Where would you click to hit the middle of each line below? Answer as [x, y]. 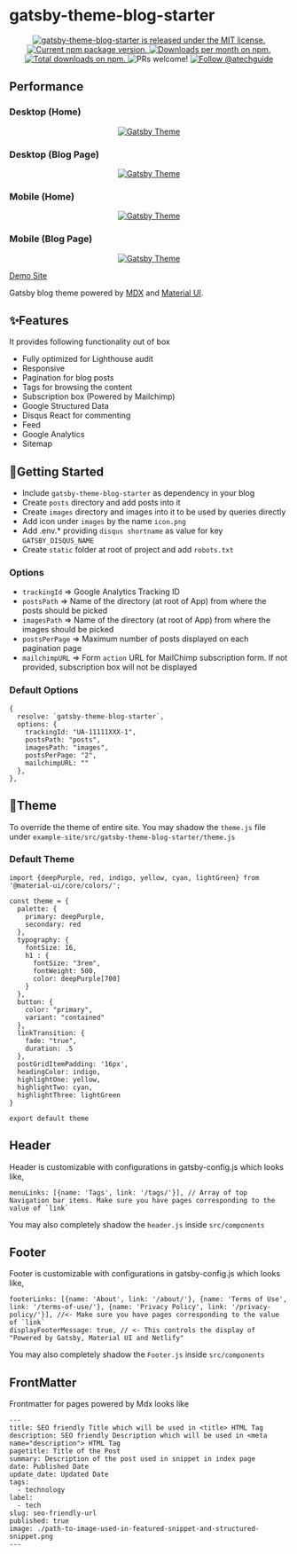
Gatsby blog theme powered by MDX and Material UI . [106, 293]
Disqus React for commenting [76, 416]
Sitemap [37, 443]
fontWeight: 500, [65, 971]
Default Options [44, 690]
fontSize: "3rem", [66, 963]
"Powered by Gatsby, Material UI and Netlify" [97, 1338]
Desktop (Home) [45, 112]
